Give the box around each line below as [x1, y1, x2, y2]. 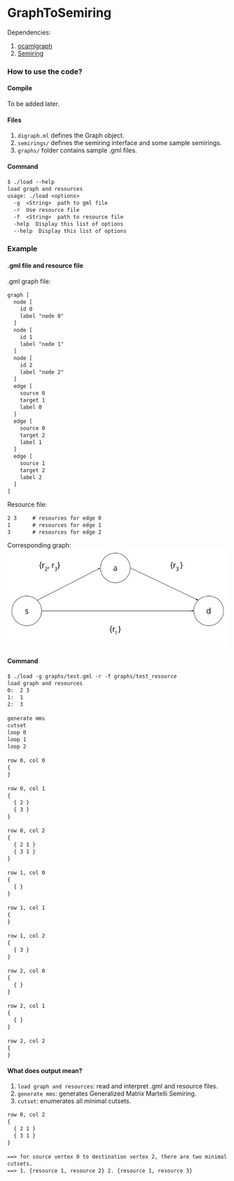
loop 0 [7, 729, 27, 736]
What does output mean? [7, 1066, 83, 1074]
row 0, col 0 [7, 757, 46, 764]
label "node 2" [20, 368, 64, 376]
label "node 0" [20, 312, 64, 320]
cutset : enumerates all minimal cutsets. [17, 1097, 132, 1105]
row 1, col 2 [7, 933, 46, 940]
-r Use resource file [13, 207, 80, 214]
